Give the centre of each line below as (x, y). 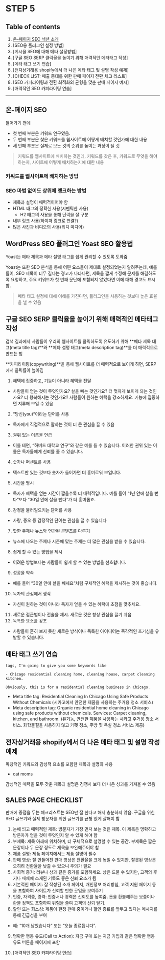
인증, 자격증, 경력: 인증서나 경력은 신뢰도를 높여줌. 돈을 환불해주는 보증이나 (84, 897)
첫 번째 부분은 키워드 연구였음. (41, 133)
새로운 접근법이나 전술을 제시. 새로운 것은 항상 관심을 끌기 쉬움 (72, 614)
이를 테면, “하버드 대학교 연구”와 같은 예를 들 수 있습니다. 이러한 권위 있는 (82, 445)
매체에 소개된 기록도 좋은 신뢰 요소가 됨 (59, 878)
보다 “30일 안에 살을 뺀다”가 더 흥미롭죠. (57, 499)
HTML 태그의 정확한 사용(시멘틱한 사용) (50, 208)
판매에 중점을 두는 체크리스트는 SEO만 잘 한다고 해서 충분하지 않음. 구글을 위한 (80, 812)
